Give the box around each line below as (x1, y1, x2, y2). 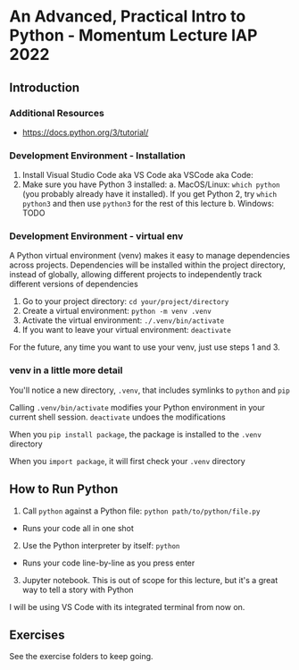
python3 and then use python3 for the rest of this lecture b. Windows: (21, 199, 275, 209)
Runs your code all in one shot (21, 522, 134, 533)
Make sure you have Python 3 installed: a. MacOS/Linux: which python (21, 179, 280, 190)
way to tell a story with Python (21, 584, 134, 595)
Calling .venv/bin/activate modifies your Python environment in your (9, 402, 266, 412)
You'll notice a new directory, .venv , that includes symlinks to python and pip (9, 385, 290, 395)
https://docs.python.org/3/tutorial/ (21, 127, 149, 138)
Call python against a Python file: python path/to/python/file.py (21, 505, 261, 516)
